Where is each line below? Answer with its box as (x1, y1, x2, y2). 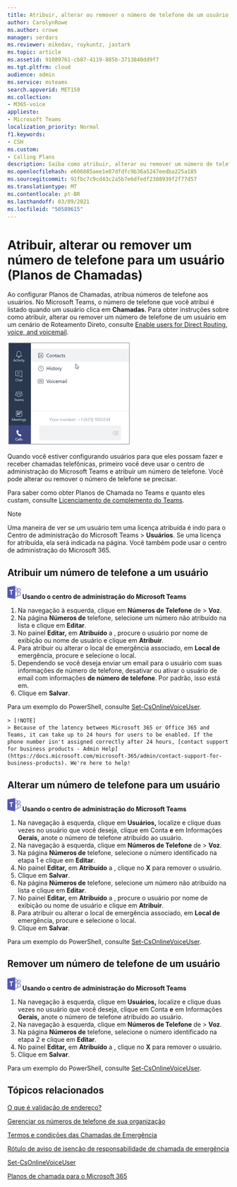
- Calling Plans (7, 153, 55, 161)
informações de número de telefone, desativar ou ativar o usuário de (17, 666, 217, 675)
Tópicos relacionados (7, 1084, 104, 1096)
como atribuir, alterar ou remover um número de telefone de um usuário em (7, 313, 227, 321)
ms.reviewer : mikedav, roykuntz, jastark (7, 41, 131, 49)
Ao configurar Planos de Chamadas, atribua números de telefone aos (7, 290, 209, 299)
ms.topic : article (7, 49, 61, 56)
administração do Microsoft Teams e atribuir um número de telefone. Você (7, 467, 224, 476)
